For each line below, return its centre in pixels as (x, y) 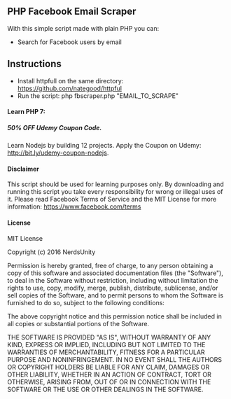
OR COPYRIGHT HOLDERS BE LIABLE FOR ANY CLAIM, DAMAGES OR (108, 367)
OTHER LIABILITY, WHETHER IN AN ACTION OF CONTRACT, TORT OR (109, 374)
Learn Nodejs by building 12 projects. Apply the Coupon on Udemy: (104, 146)
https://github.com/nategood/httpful (70, 88)
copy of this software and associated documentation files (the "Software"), (115, 273)
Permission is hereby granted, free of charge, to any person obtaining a (110, 265)
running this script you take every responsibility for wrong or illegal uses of (115, 192)
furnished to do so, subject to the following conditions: (86, 302)
